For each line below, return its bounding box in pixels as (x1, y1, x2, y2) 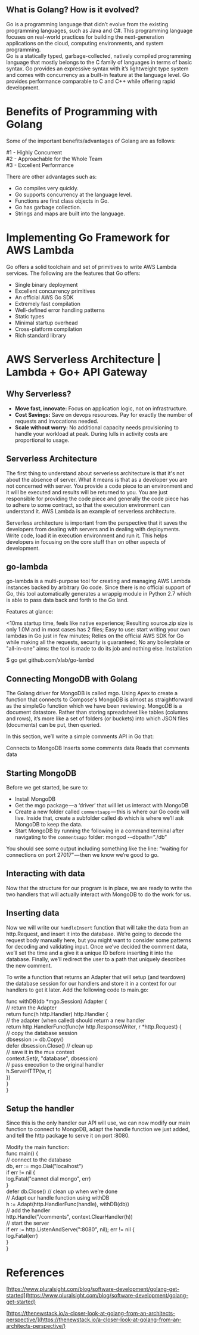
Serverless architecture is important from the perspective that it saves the (6, 519, 188, 526)
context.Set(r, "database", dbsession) (6, 1055, 98, 1062)
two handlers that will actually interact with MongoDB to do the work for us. (6, 891, 191, 898)
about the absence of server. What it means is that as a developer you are (6, 476, 188, 483)
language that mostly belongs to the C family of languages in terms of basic (6, 58, 192, 66)
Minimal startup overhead (14, 319, 79, 326)
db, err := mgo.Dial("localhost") (6, 1163, 83, 1170)
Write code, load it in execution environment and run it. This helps (6, 532, 168, 539)
